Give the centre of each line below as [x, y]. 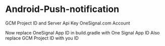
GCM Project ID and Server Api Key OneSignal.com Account [68, 23]
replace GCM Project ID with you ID [42, 38]
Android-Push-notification [62, 9]
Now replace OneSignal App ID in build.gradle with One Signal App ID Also [82, 32]
